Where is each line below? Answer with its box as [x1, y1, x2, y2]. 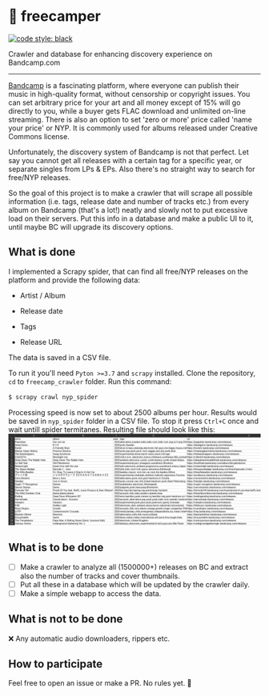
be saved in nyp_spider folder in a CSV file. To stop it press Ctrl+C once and [8, 416, 259, 426]
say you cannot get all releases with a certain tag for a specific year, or [8, 155, 243, 165]
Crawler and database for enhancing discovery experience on [8, 49, 213, 58]
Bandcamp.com [8, 58, 61, 67]
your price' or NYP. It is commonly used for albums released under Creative [8, 123, 258, 133]
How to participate [8, 657, 103, 670]
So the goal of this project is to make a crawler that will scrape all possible [8, 188, 253, 198]
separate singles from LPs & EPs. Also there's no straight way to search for [8, 164, 255, 174]
